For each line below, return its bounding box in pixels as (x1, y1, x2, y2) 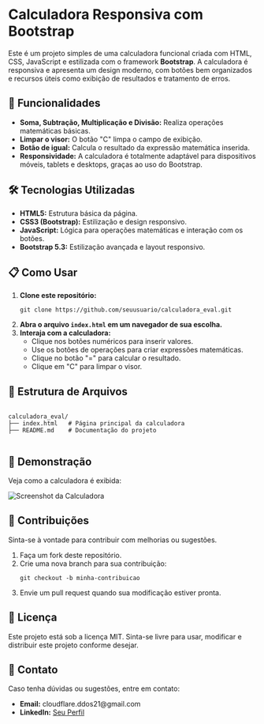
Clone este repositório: (19, 291, 97, 300)
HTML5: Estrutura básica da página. (19, 208, 138, 218)
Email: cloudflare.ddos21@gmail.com (19, 699, 141, 709)
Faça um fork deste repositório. (19, 550, 122, 560)
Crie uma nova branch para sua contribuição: (19, 559, 167, 568)
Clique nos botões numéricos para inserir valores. (31, 337, 194, 346)
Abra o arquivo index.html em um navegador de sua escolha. (19, 320, 223, 330)
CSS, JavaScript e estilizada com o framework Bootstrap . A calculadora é (8, 57, 248, 66)
